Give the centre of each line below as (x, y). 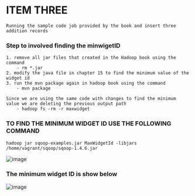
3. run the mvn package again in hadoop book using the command (86, 83)
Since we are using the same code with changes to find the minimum (91, 99)
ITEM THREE (37, 10)
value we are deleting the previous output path (66, 104)
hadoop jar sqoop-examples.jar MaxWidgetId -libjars (72, 143)
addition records (27, 31)
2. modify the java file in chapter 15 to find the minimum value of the (98, 73)
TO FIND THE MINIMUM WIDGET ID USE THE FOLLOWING (89, 123)
